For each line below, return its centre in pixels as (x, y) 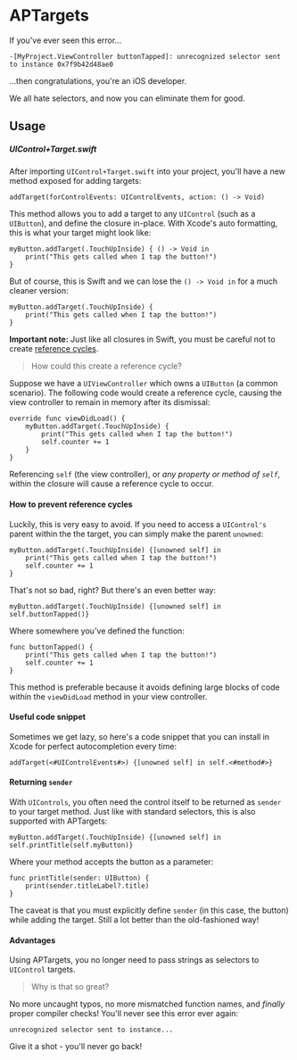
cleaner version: (39, 291)
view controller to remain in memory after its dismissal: (110, 402)
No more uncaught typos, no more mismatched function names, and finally (147, 1004)
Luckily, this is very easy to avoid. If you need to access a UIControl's (138, 524)
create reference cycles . (54, 349)
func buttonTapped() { (51, 647)
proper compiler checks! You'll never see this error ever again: (124, 1014)
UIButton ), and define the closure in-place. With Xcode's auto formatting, (144, 223)
